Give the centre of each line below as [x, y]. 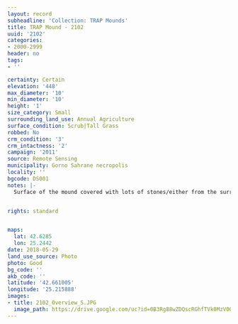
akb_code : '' [27, 276]
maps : [15, 230]
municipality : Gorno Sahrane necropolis [68, 166]
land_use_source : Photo [42, 256]
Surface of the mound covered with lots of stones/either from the [115, 192]
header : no [23, 54]
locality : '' [27, 172]
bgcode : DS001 [28, 178]
